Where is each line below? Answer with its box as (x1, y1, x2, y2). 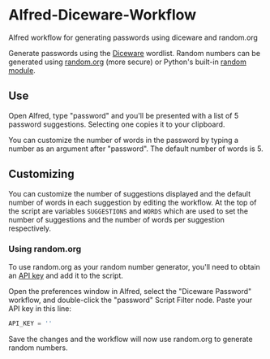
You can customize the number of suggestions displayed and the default (8, 188, 251, 198)
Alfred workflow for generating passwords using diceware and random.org (8, 32, 258, 42)
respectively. (8, 223, 51, 233)
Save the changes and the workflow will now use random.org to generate (8, 334, 253, 344)
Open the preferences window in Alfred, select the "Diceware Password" (8, 286, 252, 296)
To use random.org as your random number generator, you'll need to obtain (8, 262, 261, 271)
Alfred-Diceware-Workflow (8, 6, 197, 24)
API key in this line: (8, 303, 71, 314)
